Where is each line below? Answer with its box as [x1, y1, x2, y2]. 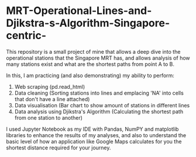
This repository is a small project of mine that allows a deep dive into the [6, 48, 181, 55]
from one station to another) [14, 114, 83, 121]
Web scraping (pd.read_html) [14, 83, 85, 90]
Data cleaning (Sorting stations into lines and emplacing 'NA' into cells [14, 89, 184, 96]
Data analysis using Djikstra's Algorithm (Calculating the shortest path [14, 108, 183, 115]
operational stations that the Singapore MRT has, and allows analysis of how [6, 54, 190, 61]
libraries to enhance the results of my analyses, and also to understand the [6, 131, 186, 138]
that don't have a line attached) [14, 95, 90, 103]
